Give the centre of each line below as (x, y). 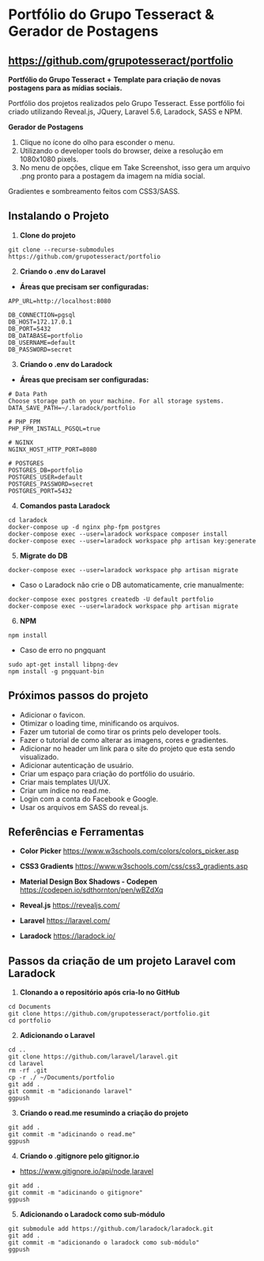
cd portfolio (30, 1021)
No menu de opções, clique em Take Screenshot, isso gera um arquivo (135, 167)
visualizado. (39, 756)
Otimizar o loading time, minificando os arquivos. (99, 723)
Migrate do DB (43, 555)
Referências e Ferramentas (76, 832)
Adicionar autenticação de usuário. (77, 765)
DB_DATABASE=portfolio (45, 335)
